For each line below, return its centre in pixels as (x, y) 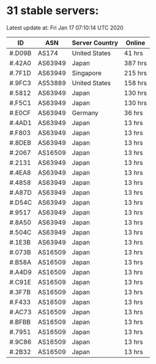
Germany (85, 113)
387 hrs (136, 63)
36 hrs (133, 113)
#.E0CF (20, 113)
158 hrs (136, 83)
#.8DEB (20, 143)
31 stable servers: (53, 11)
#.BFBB (20, 322)
